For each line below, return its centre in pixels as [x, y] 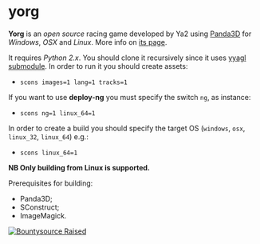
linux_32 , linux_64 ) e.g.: [49, 136]
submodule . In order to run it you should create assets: [98, 66]
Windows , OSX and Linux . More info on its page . [88, 42]
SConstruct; [39, 207]
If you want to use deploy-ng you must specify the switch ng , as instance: [130, 97]
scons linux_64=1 [49, 153]
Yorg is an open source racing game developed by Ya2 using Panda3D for [130, 34]
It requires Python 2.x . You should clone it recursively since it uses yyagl [127, 58]
